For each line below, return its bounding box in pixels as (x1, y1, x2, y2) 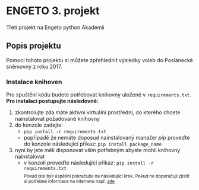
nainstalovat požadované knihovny (14, 115, 100, 123)
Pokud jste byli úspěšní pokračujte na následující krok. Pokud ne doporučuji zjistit (23, 173, 190, 179)
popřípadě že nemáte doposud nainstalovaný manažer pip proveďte (23, 134, 190, 141)
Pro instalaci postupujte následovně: (6, 98, 99, 105)
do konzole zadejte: (14, 121, 64, 128)
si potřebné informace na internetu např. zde (23, 178, 115, 184)
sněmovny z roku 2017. (6, 63, 62, 70)
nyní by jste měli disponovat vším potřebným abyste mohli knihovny (14, 147, 181, 154)
